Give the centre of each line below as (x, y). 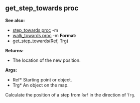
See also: (15, 20)
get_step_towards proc (42, 8)
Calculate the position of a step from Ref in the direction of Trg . (70, 94)
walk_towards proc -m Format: (44, 35)
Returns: (15, 50)
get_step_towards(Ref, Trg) (40, 41)
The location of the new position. (47, 60)
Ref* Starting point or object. (42, 79)
